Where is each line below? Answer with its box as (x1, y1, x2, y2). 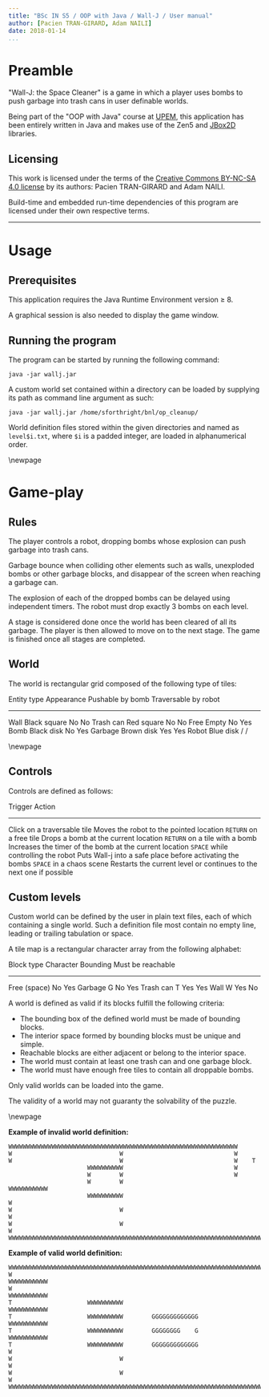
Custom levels (8, 890, 82, 904)
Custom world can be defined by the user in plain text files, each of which (8, 912, 252, 921)
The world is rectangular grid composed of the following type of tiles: (8, 679, 238, 688)
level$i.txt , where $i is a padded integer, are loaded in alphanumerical (8, 431, 247, 441)
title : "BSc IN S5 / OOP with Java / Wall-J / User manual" (8, 11, 214, 20)
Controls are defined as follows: (8, 786, 114, 795)
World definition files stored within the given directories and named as (8, 422, 240, 432)
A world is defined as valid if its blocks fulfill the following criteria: (8, 998, 225, 1008)
